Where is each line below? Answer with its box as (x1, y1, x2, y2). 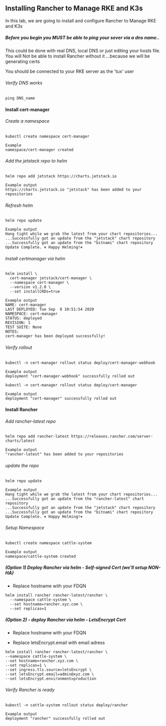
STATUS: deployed (5, 316, 42, 321)
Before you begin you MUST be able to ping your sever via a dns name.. (5, 35, 160, 41)
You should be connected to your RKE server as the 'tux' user (5, 68, 135, 74)
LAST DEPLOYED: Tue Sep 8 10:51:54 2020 (5, 307, 94, 312)
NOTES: (5, 329, 19, 334)
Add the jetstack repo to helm (5, 158, 68, 164)
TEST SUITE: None (5, 325, 42, 330)
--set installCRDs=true (10, 289, 60, 294)
